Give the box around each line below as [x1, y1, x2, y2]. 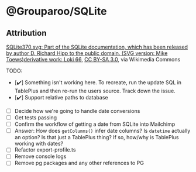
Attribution [6, 28, 47, 38]
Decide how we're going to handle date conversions [14, 108, 140, 114]
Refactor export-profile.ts [14, 146, 76, 153]
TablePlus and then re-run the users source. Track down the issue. [14, 87, 176, 94]
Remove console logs [14, 153, 67, 160]
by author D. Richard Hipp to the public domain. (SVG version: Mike [6, 50, 168, 57]
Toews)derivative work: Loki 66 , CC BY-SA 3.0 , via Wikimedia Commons [6, 56, 181, 63]
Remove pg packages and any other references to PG [14, 160, 145, 167]
